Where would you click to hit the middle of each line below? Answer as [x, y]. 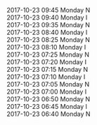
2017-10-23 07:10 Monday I [46, 77]
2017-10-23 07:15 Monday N [47, 69]
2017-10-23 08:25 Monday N [48, 40]
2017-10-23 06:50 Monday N [48, 99]
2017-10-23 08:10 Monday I [46, 47]
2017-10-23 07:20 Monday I [47, 62]
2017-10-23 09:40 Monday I [47, 17]
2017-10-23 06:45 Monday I [47, 106]
